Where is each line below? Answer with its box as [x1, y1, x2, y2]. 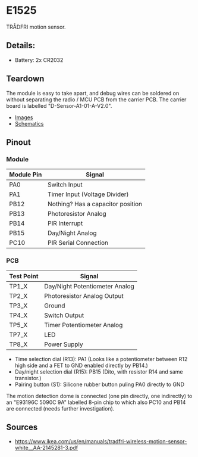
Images [14, 114, 33, 121]
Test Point [9, 272, 39, 280]
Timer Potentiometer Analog [44, 321, 123, 329]
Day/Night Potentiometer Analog [44, 282, 135, 290]
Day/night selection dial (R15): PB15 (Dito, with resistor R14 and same [14, 368, 183, 375]
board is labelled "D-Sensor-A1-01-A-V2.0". [6, 102, 112, 109]
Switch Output [44, 311, 84, 319]
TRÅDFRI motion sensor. [6, 23, 67, 30]
